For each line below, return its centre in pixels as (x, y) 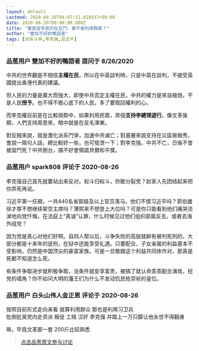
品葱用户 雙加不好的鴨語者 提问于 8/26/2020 (70, 61)
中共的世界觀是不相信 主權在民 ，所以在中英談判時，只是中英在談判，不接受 (97, 75)
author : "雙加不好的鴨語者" (37, 34)
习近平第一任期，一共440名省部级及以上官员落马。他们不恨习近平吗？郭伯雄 (99, 201)
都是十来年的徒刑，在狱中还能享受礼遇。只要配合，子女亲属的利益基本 (102, 244)
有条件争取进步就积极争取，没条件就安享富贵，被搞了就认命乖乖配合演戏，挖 (99, 271)
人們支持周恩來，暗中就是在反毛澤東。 (63, 123)
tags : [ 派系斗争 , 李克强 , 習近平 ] (41, 39)
